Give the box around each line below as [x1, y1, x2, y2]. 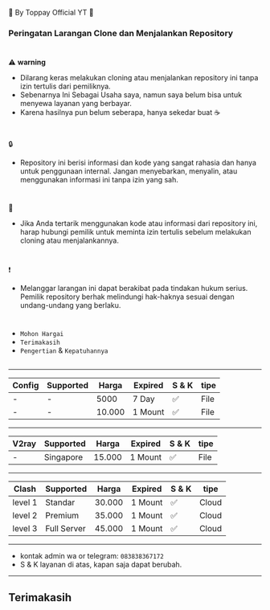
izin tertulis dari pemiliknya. [19, 81, 111, 92]
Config [12, 380, 39, 391]
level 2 [12, 510, 38, 522]
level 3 [12, 523, 38, 534]
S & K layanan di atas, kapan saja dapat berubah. [19, 559, 182, 570]
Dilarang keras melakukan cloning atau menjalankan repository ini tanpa [19, 73, 259, 83]
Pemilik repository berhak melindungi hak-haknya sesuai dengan [19, 292, 235, 301]
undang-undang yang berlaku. [19, 300, 121, 309]
